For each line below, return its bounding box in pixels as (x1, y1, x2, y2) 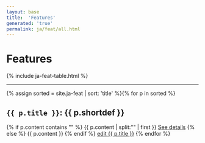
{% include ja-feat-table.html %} (6, 72, 88, 80)
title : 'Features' (6, 15, 56, 21)
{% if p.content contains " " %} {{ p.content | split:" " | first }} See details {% (6, 124, 195, 131)
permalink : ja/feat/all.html (6, 26, 81, 32)
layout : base (6, 9, 40, 15)
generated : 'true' (6, 20, 53, 26)
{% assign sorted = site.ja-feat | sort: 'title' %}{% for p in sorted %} (6, 89, 176, 97)
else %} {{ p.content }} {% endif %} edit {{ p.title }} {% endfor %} (6, 130, 171, 137)
